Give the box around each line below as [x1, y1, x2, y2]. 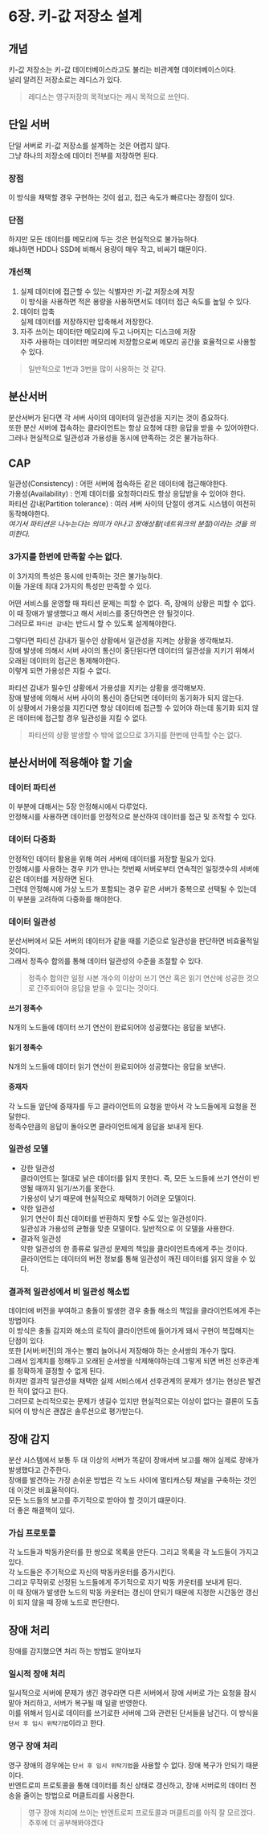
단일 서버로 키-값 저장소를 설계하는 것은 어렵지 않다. [8, 140, 170, 150]
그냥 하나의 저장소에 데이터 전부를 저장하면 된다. [8, 151, 159, 160]
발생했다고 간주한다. [8, 1465, 71, 1474]
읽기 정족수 [8, 1042, 43, 1052]
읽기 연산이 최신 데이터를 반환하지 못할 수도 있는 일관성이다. [19, 1213, 207, 1223]
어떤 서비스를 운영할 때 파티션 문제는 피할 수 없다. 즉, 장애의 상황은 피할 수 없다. [8, 598, 256, 608]
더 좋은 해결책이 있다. [8, 1505, 75, 1515]
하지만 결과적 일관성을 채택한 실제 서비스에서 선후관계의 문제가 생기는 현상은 [8, 1376, 247, 1386]
